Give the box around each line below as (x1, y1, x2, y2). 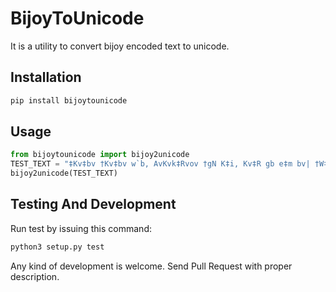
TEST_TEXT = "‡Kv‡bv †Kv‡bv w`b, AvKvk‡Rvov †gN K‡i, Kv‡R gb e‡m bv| (10, 159, 311, 169)
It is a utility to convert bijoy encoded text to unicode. (10, 40, 230, 52)
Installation (10, 69, 82, 86)
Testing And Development (10, 196, 177, 213)
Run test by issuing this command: (10, 222, 152, 234)
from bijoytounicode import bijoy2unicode (10, 150, 190, 160)
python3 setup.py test (10, 242, 105, 252)
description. (10, 270, 60, 282)
